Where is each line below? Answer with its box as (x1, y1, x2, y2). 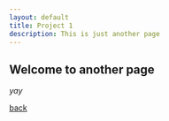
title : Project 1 (9, 21, 73, 30)
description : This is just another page (9, 29, 161, 38)
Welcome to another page (9, 62, 155, 77)
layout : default (9, 12, 69, 22)
